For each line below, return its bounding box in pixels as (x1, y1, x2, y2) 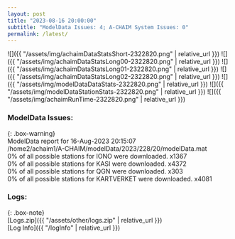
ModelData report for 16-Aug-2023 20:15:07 (7, 137, 136, 145)
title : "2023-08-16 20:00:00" (7, 17, 97, 24)
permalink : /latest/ (7, 30, 69, 38)
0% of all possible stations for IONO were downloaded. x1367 (7, 152, 187, 160)
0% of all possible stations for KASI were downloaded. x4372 (7, 159, 187, 168)
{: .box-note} (7, 208, 45, 217)
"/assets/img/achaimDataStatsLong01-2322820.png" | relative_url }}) (16, 65, 219, 73)
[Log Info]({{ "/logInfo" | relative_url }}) (7, 223, 121, 232)
